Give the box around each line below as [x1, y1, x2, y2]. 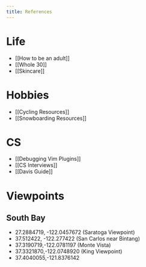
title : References [6, 8, 52, 15]
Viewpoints [6, 189, 65, 203]
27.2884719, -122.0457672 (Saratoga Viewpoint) [14, 229, 135, 236]
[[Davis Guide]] [14, 168, 53, 175]
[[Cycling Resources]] [14, 108, 70, 115]
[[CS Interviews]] [14, 161, 58, 169]
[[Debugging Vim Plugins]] [14, 155, 81, 163]
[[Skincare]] [14, 67, 45, 74]
